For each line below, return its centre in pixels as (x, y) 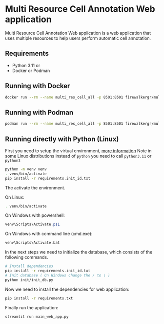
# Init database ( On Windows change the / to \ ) (58, 275)
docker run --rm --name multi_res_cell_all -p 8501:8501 (64, 97)
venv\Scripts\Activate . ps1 (32, 224)
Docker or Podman (31, 70)
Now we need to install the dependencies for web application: (67, 289)
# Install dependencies (29, 266)
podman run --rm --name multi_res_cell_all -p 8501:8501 (64, 124)
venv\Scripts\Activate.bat (32, 243)
